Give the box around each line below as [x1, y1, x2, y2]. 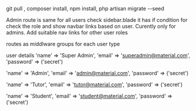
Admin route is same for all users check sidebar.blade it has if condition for [6, 17, 188, 23]
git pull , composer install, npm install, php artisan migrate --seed [6, 5, 165, 12]
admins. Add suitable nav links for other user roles [6, 29, 128, 36]
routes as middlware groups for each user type [6, 41, 120, 47]
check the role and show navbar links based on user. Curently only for [6, 23, 177, 30]
